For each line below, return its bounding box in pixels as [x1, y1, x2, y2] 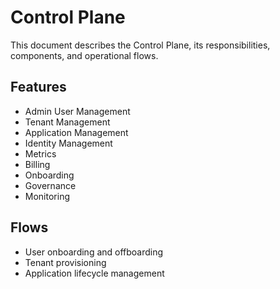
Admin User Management [24, 105, 131, 117]
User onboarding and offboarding [24, 246, 164, 258]
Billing [24, 158, 51, 170]
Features [10, 79, 67, 96]
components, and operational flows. [10, 49, 159, 61]
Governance [24, 179, 77, 191]
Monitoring [24, 190, 70, 202]
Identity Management [24, 137, 113, 149]
